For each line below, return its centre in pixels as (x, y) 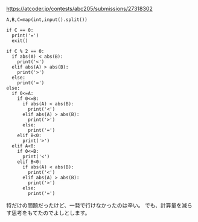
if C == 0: (20, 30)
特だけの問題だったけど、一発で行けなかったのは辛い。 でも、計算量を (94, 205)
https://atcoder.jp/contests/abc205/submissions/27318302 (79, 9)
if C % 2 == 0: (25, 51)
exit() (20, 41)
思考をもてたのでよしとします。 (51, 213)
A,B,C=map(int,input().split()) (47, 20)
